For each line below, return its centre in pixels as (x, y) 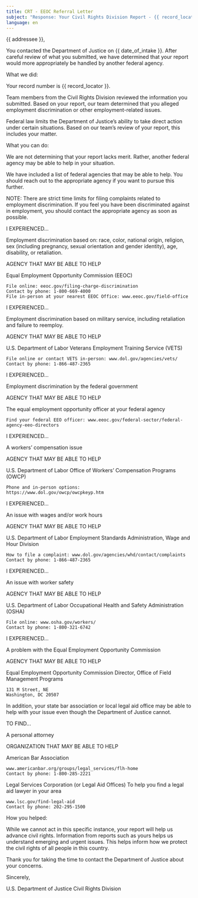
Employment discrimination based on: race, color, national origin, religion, (95, 240)
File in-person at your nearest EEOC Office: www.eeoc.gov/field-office (97, 297)
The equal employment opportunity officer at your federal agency (86, 409)
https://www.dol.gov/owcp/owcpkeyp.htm (55, 493)
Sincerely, (18, 877)
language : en (22, 22)
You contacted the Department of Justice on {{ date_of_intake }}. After (92, 51)
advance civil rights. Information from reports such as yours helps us (90, 835)
